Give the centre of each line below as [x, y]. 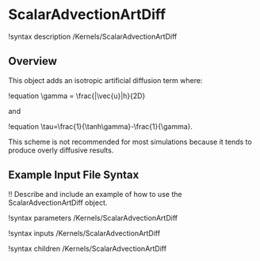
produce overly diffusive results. [61, 150]
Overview [33, 61]
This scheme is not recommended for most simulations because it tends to [130, 142]
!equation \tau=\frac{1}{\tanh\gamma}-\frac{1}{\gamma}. [100, 126]
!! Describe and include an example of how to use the [95, 194]
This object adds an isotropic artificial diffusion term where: [105, 80]
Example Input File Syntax [74, 175]
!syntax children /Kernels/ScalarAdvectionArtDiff [88, 248]
